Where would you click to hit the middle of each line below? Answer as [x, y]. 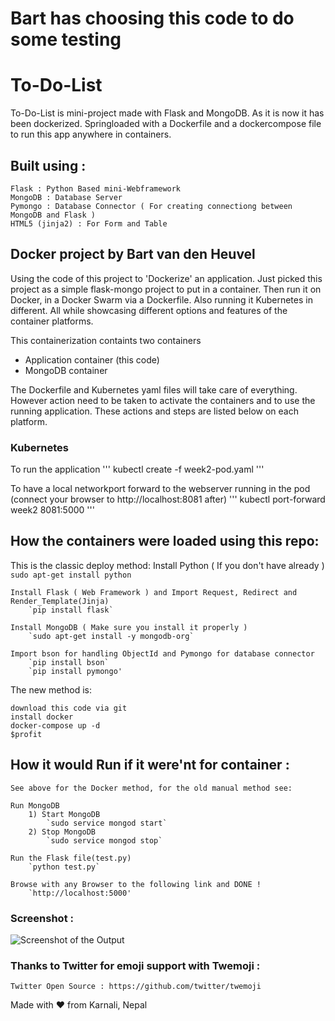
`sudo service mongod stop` [104, 840]
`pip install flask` [71, 610]
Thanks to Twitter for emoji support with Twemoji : [135, 965]
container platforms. [52, 321]
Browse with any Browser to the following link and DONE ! [136, 884]
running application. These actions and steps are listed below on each [154, 411]
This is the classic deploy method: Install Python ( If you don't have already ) [167, 565]
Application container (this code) [92, 359]
